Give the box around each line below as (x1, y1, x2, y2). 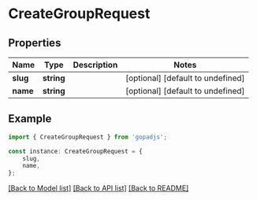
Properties (8, 36, 61, 50)
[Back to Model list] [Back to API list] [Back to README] (8, 183, 189, 193)
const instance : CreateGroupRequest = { (8, 147, 143, 155)
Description (73, 60, 118, 70)
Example (8, 112, 52, 126)
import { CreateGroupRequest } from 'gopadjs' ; (8, 133, 168, 141)
